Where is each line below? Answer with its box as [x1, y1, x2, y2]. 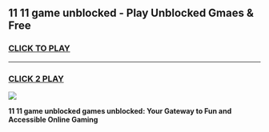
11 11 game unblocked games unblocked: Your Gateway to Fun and [8, 106, 232, 115]
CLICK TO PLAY [8, 43, 70, 54]
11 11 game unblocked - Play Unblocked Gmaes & [8, 6, 255, 20]
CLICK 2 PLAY [8, 73, 64, 84]
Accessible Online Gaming [8, 114, 98, 124]
